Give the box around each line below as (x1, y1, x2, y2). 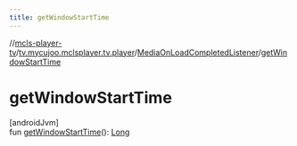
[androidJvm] (9, 117, 60, 127)
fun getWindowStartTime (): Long (9, 126, 130, 137)
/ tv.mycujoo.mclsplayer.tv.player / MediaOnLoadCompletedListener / (15, 46, 261, 58)
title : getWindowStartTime (9, 12, 110, 22)
